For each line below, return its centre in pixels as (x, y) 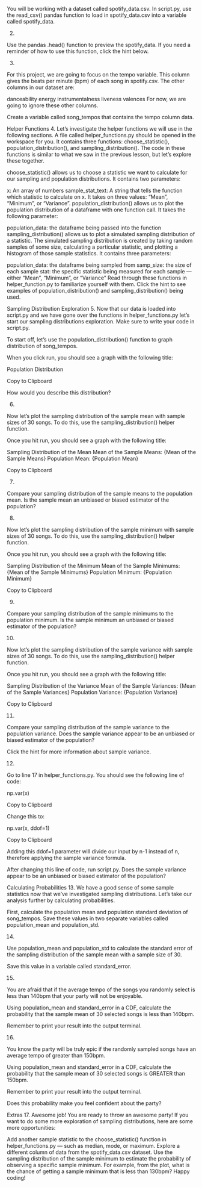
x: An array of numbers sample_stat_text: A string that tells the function (95, 190)
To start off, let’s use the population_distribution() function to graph (90, 339)
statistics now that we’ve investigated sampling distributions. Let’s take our (99, 894)
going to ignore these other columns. (53, 105)
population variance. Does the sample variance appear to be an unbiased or (101, 734)
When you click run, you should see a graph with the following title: (90, 357)
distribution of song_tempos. (42, 346)
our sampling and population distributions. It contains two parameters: (94, 179)
